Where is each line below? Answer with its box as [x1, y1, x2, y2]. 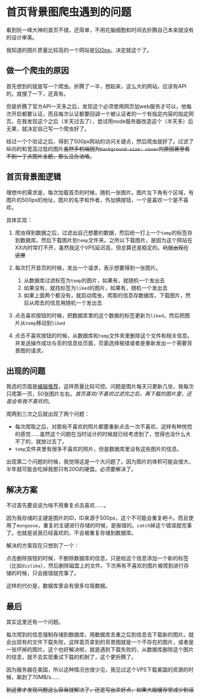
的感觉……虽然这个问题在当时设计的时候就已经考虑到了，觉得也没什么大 [14, 431, 191, 438]
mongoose [17, 523, 39, 529]
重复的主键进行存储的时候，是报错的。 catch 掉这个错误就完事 [43, 522, 192, 529]
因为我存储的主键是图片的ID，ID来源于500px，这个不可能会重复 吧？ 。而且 [6, 514, 189, 522]
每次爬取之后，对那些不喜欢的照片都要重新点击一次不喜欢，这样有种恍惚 [14, 423, 192, 430]
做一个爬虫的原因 [6, 66, 69, 76]
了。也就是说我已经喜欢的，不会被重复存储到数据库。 [6, 529, 137, 537]
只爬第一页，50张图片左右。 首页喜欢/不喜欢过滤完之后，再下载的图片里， [6, 390, 187, 397]
